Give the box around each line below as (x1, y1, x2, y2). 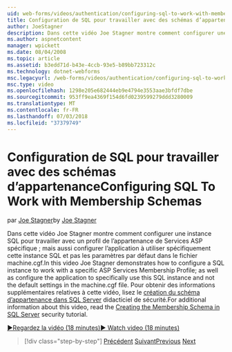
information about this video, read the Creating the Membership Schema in (7, 303, 220, 311)
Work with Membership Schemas (7, 193, 202, 209)
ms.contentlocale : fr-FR (7, 106, 79, 113)
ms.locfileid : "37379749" (7, 119, 81, 127)
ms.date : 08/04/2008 (7, 49, 67, 56)
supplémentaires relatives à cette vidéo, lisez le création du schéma (7, 288, 200, 297)
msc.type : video (7, 81, 54, 88)
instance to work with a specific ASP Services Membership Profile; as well (7, 266, 219, 275)
